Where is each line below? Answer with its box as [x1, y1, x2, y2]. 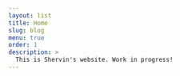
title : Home [8, 19, 48, 27]
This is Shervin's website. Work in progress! [15, 56, 174, 64]
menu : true [8, 33, 45, 42]
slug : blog [8, 26, 45, 34]
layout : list [8, 11, 52, 20]
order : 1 [8, 41, 38, 49]
